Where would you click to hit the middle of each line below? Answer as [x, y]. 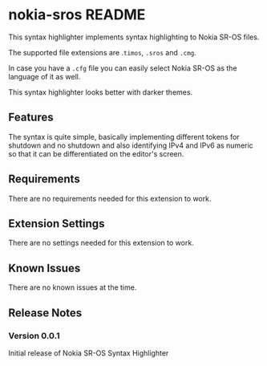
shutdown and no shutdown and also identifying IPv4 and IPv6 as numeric [131, 145]
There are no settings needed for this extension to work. [101, 243]
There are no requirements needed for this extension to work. [110, 198]
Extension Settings [57, 224]
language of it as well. [44, 76]
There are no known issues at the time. [73, 287]
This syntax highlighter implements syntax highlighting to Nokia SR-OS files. [134, 37]
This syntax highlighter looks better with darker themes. [101, 92]
